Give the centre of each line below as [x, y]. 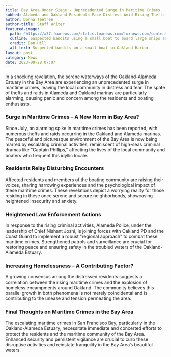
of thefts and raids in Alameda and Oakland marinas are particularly [76, 93]
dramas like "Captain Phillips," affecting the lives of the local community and [85, 150]
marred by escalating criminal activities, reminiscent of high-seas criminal [83, 144]
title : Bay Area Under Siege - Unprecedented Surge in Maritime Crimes [83, 10]
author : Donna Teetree [29, 19]
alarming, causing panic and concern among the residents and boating [79, 98]
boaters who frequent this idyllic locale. [47, 155]
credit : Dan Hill [28, 43]
